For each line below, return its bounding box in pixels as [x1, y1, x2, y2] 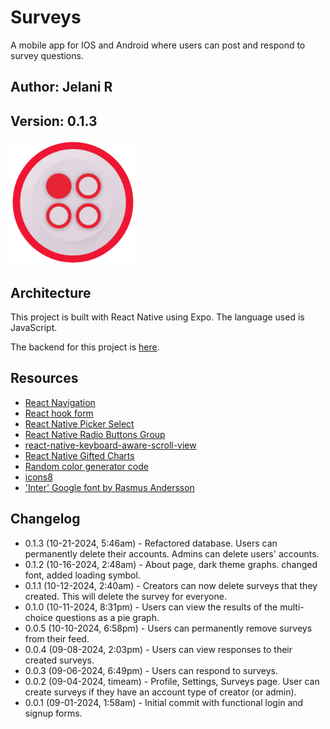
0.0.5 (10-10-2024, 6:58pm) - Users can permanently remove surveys [24, 622, 313, 634]
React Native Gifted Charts [24, 449, 135, 461]
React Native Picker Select [24, 417, 135, 430]
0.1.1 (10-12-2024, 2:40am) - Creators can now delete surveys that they [24, 579, 318, 591]
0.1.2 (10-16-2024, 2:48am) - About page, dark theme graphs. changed [24, 558, 318, 570]
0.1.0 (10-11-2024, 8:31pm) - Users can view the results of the [24, 601, 278, 613]
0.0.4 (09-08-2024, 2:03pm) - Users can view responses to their [24, 643, 293, 655]
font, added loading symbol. [24, 569, 141, 581]
